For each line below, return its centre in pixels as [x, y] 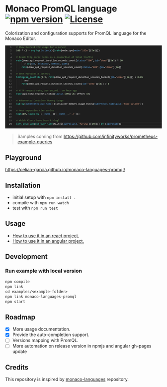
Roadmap [20, 317]
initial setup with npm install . [44, 197]
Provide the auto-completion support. [51, 335]
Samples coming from [40, 137]
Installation [23, 185]
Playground [23, 158]
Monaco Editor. [21, 38]
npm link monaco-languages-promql [41, 297]
